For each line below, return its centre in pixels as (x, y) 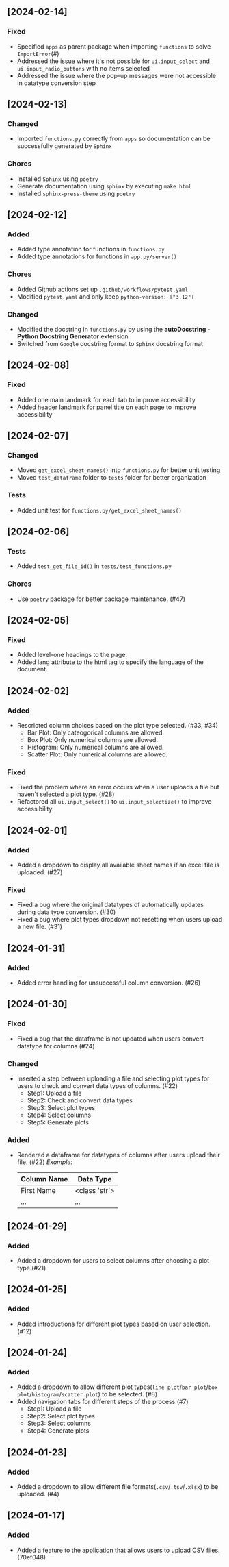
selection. (197, 1324)
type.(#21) (31, 1268)
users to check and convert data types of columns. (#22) (97, 1085)
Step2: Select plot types (61, 1416)
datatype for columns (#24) (56, 1046)
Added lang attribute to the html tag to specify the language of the (110, 662)
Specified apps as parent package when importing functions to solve (114, 46)
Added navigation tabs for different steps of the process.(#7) (103, 1402)
